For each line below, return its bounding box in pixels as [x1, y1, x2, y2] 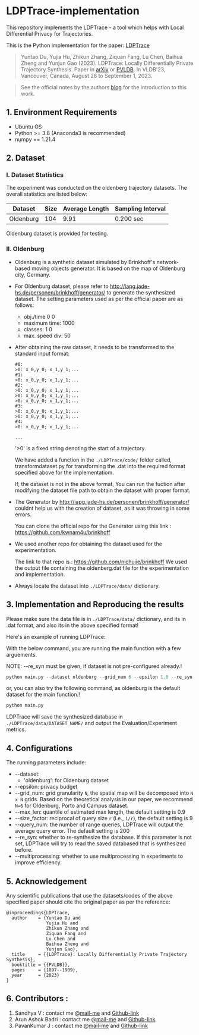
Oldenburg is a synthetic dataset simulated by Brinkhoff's [14, 258, 156, 265]
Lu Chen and [46, 936, 76, 942]
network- [156, 258, 179, 265]
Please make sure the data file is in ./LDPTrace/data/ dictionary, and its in [6, 615, 186, 622]
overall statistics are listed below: [6, 190, 88, 197]
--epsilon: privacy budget [14, 783, 78, 791]
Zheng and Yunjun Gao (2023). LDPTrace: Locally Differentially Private [20, 59, 194, 67]
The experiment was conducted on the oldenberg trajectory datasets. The [6, 184, 187, 192]
